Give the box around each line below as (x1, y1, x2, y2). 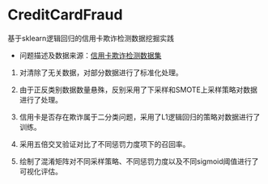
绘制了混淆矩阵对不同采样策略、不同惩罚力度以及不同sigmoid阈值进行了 (19, 156, 259, 166)
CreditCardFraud (7, 6, 123, 24)
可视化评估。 (19, 166, 62, 176)
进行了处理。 (19, 94, 62, 104)
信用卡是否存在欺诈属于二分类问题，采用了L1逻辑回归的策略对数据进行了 (19, 111, 261, 122)
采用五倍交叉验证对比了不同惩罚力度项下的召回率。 (19, 139, 190, 148)
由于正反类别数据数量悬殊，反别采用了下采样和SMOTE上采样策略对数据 (19, 85, 258, 94)
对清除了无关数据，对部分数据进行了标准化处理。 (19, 67, 183, 77)
